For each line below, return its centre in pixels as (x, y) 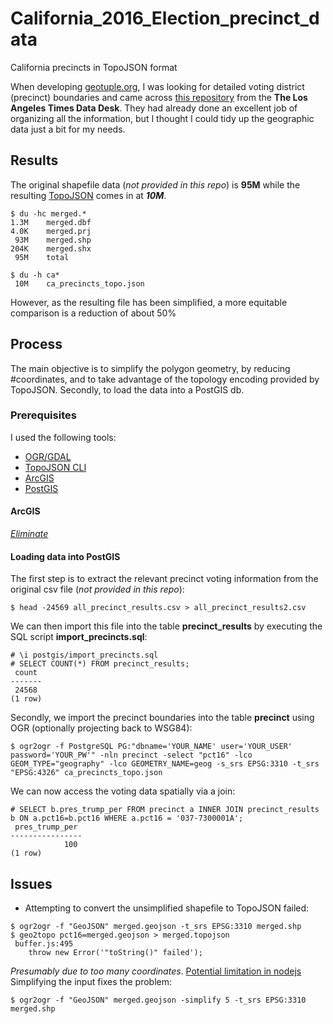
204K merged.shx (51, 248)
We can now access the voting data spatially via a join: (123, 791)
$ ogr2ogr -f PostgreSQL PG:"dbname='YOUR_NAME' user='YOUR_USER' (151, 747)
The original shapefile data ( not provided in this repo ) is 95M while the (155, 184)
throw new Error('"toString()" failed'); (115, 953)
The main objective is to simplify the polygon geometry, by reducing (150, 368)
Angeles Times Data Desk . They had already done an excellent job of (154, 108)
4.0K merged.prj (51, 231)
